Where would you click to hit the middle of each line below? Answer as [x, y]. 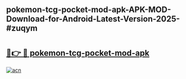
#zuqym [22, 28]
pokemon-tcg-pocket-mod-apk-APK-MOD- [89, 10]
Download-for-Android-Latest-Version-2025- [93, 19]
